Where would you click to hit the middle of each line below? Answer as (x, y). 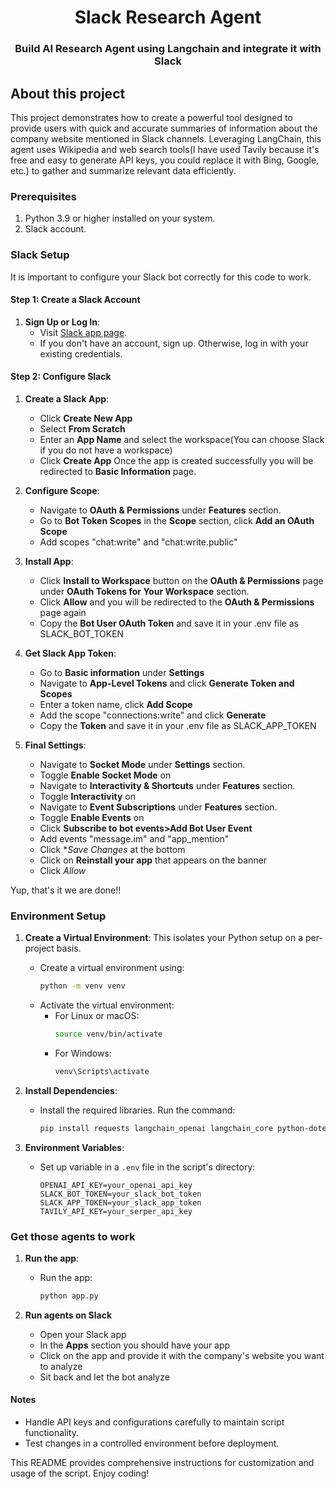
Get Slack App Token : (70, 653)
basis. (69, 948)
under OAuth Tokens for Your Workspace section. (144, 591)
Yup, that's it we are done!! (66, 890)
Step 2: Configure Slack (61, 377)
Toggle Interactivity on (88, 796)
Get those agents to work (73, 1236)
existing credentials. (81, 353)
